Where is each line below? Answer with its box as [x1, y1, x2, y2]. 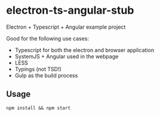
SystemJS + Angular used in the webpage [14, 53, 119, 60]
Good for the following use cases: [6, 35, 90, 42]
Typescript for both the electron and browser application [14, 46, 154, 54]
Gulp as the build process [14, 72, 78, 79]
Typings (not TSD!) [14, 65, 61, 72]
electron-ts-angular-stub [6, 4, 134, 17]
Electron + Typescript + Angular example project [6, 23, 126, 30]
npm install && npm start [6, 105, 70, 111]
